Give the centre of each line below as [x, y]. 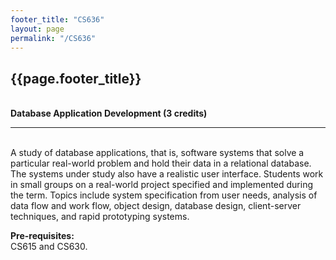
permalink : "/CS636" [53, 38]
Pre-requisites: [42, 236]
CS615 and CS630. [49, 247]
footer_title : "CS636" [57, 19]
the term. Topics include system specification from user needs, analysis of [164, 195]
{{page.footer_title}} [76, 78]
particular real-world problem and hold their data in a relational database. [161, 163]
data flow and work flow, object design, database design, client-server [156, 206]
